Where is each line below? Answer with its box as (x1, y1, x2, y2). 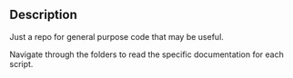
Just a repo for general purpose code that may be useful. (9, 31, 225, 42)
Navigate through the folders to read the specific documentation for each (9, 49, 284, 60)
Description (9, 7, 77, 23)
